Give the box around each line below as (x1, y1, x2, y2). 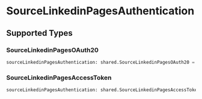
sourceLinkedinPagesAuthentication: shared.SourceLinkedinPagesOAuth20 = (6, 59, 195, 65)
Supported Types (6, 28, 73, 38)
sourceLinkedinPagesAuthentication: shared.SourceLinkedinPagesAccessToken (6, 87, 200, 93)
